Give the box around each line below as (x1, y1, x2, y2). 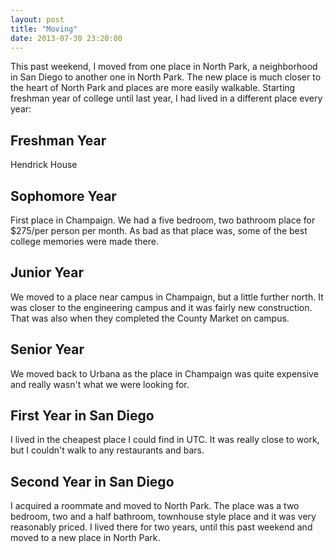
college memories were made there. (10, 236, 159, 247)
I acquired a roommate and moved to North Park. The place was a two (10, 500, 300, 512)
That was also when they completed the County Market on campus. (10, 312, 290, 324)
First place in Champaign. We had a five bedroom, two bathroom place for (10, 214, 316, 226)
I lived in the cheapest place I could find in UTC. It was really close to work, (10, 434, 320, 446)
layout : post (10, 14, 65, 25)
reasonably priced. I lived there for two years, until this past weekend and (10, 521, 313, 533)
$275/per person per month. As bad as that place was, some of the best (10, 225, 308, 236)
